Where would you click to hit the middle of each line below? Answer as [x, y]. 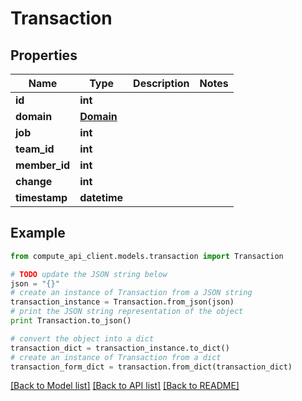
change [34, 181]
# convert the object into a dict [82, 338]
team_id [35, 149]
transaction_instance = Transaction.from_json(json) [122, 302]
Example [38, 233]
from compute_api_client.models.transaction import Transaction [147, 256]
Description [161, 83]
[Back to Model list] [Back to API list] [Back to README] [125, 386]
